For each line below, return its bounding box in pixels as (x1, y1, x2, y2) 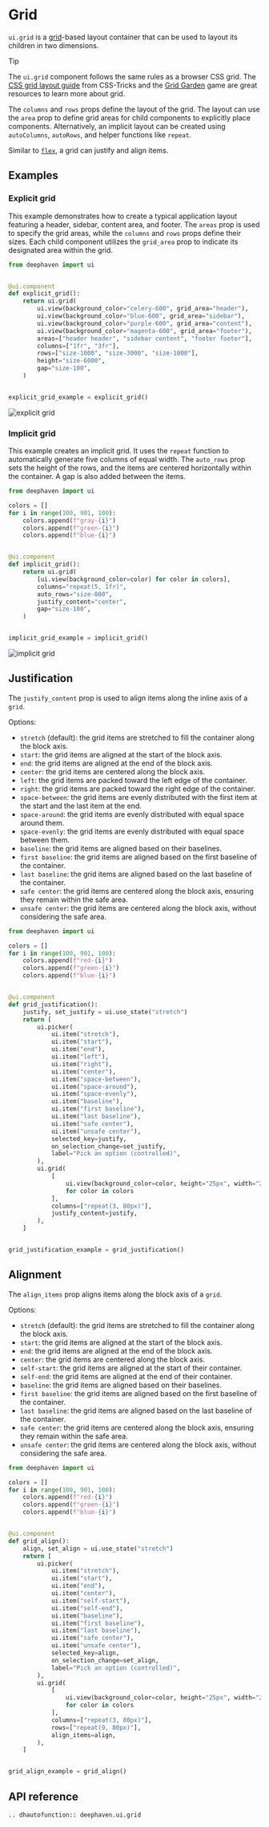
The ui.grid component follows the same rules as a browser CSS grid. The (8, 71, 256, 81)
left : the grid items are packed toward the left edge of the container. (19, 775, 247, 785)
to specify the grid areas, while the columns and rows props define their (8, 228, 242, 238)
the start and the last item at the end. (19, 801, 142, 810)
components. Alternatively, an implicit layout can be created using (8, 121, 226, 131)
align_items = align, (50, 1731, 116, 1739)
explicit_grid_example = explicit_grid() (8, 393, 149, 401)
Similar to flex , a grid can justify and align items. (8, 145, 169, 155)
